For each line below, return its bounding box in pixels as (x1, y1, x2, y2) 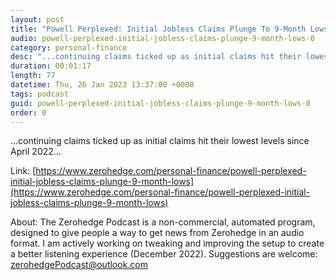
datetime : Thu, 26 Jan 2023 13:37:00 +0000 (10, 80, 195, 90)
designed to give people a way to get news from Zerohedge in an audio (10, 227, 305, 239)
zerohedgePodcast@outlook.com (10, 259, 149, 271)
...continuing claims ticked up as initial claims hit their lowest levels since (10, 135, 310, 147)
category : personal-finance (10, 42, 128, 53)
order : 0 (10, 107, 47, 118)
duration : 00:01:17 (10, 61, 92, 71)
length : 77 (10, 71, 56, 81)
